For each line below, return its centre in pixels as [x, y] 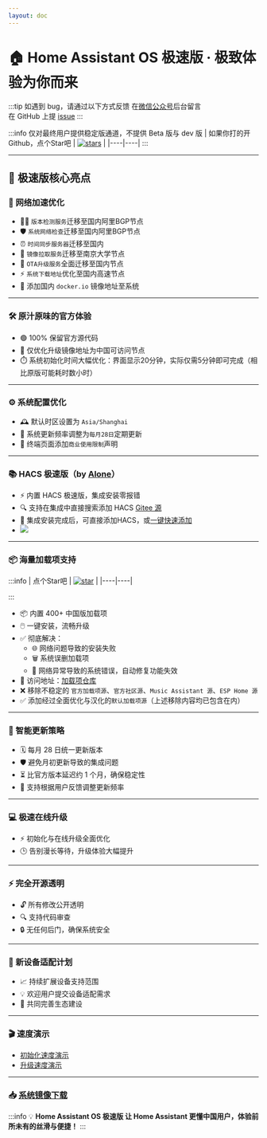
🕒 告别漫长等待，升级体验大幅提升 [76, 851]
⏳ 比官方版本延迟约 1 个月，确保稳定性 [82, 775]
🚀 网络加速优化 [37, 202]
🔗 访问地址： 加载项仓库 [58, 681]
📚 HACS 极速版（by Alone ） [64, 473]
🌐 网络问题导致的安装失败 [74, 648]
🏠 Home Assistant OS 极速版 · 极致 [125, 57]
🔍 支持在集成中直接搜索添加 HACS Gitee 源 [91, 508]
